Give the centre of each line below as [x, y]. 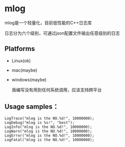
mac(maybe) [24, 70]
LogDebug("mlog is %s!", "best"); [40, 122]
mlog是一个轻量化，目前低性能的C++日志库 [48, 23]
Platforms [20, 49]
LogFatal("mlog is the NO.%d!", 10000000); [50, 140]
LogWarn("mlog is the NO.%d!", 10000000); [48, 131]
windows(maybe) [29, 79]
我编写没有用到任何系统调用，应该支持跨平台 [57, 90]
